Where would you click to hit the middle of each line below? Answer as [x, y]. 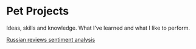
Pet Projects [37, 11]
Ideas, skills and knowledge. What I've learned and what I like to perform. [98, 28]
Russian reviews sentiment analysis [51, 39]
